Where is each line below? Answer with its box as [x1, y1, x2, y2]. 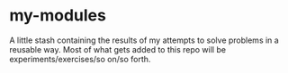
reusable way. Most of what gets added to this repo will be [9, 44, 227, 54]
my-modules [9, 5, 106, 26]
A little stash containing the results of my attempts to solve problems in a [9, 35, 279, 45]
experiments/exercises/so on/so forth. [9, 53, 151, 64]
